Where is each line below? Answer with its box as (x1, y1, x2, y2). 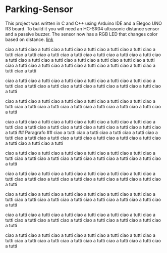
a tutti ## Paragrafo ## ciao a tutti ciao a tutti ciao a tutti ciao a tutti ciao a (5, 129, 158, 135)
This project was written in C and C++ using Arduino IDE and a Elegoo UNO (5, 20, 162, 26)
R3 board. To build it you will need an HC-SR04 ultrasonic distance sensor (5, 25, 160, 31)
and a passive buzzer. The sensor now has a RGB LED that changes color (5, 31, 158, 37)
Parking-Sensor (5, 4, 73, 15)
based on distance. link (5, 36, 54, 43)
